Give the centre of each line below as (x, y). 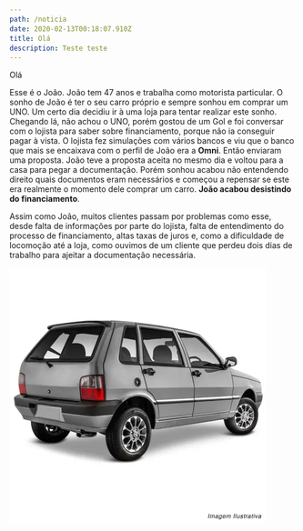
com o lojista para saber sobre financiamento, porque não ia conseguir (142, 131)
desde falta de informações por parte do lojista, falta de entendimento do (147, 226)
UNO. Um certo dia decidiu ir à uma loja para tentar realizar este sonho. (143, 112)
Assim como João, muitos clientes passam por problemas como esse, (141, 216)
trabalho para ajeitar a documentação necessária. (102, 255)
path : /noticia (38, 19)
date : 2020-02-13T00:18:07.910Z (71, 29)
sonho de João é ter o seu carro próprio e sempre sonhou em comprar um (149, 102)
